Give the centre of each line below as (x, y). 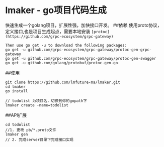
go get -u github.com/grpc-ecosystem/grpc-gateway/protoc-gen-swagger (81, 58)
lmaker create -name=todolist (37, 105)
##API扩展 (16, 115)
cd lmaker (16, 87)
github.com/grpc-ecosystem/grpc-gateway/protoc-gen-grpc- (90, 50)
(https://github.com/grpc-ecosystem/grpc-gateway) (59, 36)
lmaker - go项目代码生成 (56, 10)
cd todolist (18, 124)
